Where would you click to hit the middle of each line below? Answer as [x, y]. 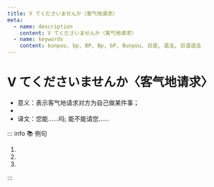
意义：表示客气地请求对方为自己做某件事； [78, 103]
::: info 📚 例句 [27, 133]
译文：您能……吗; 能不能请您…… [63, 118]
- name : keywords [39, 39]
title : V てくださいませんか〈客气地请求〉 [63, 14]
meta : [15, 20]
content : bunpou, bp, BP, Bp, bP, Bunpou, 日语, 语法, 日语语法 [110, 46]
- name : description [43, 26]
